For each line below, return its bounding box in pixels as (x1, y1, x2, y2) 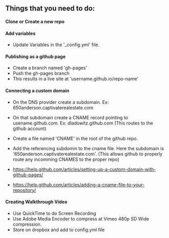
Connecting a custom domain (5, 87, 70, 94)
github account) (12, 125, 47, 132)
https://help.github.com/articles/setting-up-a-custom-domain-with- (12, 166, 156, 172)
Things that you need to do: (5, 4, 95, 13)
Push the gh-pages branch (12, 70, 70, 77)
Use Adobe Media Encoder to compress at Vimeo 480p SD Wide (12, 215, 150, 222)
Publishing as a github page (5, 53, 66, 60)
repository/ (12, 187, 36, 193)
